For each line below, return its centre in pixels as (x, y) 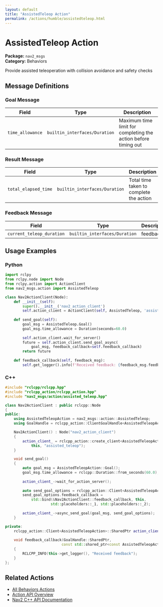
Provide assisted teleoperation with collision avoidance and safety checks (79, 70)
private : (14, 526)
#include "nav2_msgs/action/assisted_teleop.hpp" (56, 397)
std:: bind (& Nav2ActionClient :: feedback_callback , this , (89, 500)
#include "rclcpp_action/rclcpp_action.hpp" (51, 392)
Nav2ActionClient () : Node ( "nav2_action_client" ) (65, 432)
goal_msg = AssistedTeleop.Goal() (57, 324)
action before (134, 139)
